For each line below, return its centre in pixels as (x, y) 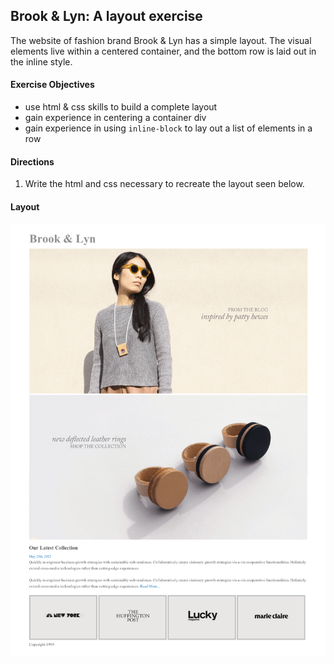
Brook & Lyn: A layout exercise (106, 16)
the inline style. (41, 61)
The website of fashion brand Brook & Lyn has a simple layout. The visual (161, 40)
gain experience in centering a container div (115, 118)
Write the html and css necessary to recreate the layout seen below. (164, 184)
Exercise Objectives (52, 85)
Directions (32, 161)
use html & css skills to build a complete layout (121, 107)
